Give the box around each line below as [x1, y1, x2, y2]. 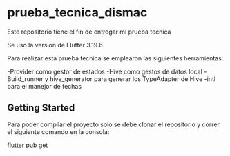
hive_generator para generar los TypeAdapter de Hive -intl [49, 74, 216, 83]
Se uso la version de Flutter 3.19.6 [7, 41, 104, 49]
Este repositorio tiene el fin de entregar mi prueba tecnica [7, 27, 171, 36]
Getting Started [7, 102, 75, 114]
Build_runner [7, 74, 44, 83]
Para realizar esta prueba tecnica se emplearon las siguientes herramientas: [7, 54, 224, 63]
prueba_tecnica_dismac [7, 5, 148, 21]
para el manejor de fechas [7, 82, 82, 90]
